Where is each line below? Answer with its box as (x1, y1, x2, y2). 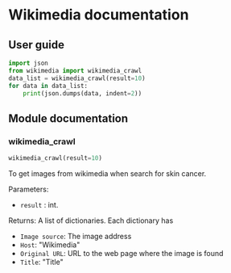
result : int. (19, 199, 59, 209)
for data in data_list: (8, 82, 89, 90)
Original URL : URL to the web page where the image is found (19, 248, 224, 258)
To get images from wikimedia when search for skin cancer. (8, 168, 207, 178)
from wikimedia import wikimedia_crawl (8, 66, 142, 74)
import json (8, 59, 48, 67)
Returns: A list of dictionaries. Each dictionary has (8, 216, 174, 225)
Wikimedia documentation (8, 6, 189, 24)
